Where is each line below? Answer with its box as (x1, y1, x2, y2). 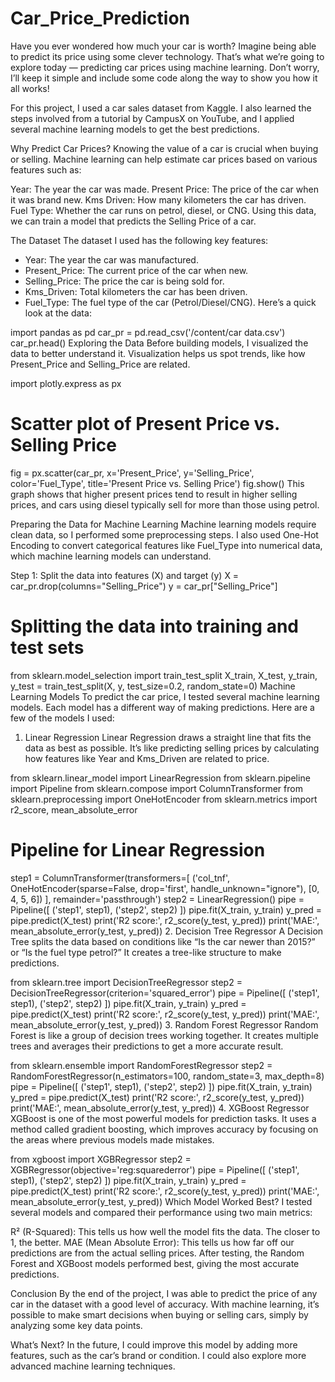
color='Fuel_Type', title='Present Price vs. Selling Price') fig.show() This (10, 477, 305, 489)
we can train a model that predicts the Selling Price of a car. (10, 215, 257, 227)
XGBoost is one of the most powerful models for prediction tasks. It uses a (10, 1112, 317, 1124)
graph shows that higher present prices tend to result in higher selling (10, 488, 298, 500)
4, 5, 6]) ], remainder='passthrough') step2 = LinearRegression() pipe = (10, 893, 305, 905)
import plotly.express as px (10, 377, 122, 389)
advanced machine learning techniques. (10, 1360, 176, 1372)
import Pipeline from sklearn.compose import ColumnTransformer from (10, 782, 303, 794)
